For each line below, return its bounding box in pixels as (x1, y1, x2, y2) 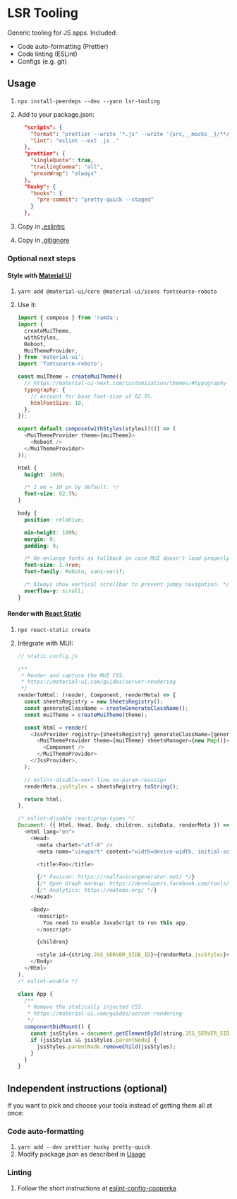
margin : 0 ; (24, 536, 56, 543)
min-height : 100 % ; (24, 529, 78, 536)
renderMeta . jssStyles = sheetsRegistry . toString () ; (24, 783, 179, 790)
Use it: (17, 301, 37, 309)
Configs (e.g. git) (17, 57, 67, 65)
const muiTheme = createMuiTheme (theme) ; (24, 711, 148, 718)
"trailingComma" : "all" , (30, 163, 104, 171)
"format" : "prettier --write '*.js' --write (30, 130, 164, 137)
